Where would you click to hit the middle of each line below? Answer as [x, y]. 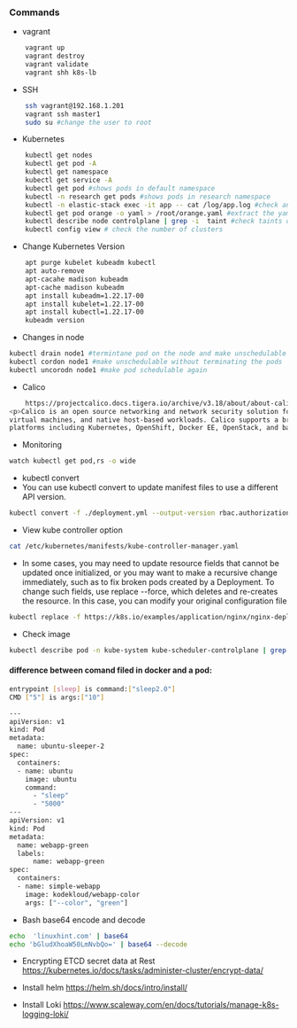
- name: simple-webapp [59, 886]
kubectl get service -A [69, 180]
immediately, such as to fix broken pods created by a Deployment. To [148, 581]
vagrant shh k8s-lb [61, 73]
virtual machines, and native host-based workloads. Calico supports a [144, 420]
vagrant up [45, 48]
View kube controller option [72, 530]
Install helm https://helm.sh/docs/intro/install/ [105, 988]
